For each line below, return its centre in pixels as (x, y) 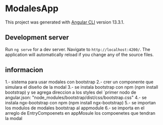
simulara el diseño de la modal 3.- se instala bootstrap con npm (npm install (82, 87)
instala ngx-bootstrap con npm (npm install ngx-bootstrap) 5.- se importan (81, 102)
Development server (37, 37)
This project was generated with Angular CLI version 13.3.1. (65, 22)
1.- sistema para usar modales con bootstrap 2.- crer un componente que (79, 82)
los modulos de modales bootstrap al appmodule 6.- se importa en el (75, 108)
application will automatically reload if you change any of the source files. (79, 54)
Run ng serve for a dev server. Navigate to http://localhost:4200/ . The (78, 49)
